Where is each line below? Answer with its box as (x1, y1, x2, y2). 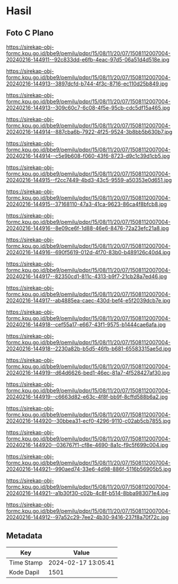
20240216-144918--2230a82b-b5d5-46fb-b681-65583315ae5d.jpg (6, 345, 171, 352)
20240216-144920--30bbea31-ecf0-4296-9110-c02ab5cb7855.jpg (6, 417, 171, 425)
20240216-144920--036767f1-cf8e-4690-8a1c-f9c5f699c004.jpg (6, 442, 169, 448)
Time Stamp (9, 559, 43, 567)
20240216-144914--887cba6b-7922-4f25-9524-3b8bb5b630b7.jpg (6, 129, 173, 135)
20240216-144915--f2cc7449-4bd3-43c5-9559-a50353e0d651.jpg (6, 177, 172, 183)
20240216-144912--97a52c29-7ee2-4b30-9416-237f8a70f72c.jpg (6, 514, 169, 521)
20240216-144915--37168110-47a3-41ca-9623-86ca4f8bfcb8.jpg (6, 200, 167, 208)
